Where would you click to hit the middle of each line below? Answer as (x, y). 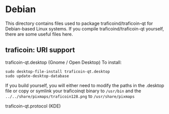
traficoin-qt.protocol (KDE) (33, 106)
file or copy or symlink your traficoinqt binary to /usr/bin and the (73, 91)
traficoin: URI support (40, 50)
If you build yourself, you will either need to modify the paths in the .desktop (85, 85)
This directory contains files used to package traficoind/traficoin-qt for (79, 23)
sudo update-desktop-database (37, 76)
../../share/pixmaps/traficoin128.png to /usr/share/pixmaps (70, 96)
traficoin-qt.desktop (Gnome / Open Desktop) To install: (63, 62)
